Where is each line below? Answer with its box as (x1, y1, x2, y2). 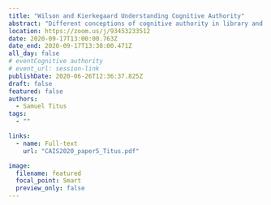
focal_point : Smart (15, 177, 82, 185)
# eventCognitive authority (8, 58, 104, 66)
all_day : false (8, 49, 60, 58)
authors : (8, 95, 38, 103)
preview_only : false (15, 184, 85, 193)
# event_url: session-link (8, 65, 100, 73)
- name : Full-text (15, 139, 79, 147)
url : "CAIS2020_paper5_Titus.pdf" (23, 147, 140, 155)
